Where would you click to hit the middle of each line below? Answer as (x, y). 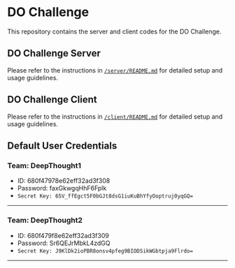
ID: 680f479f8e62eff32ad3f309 (63, 235)
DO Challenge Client (52, 99)
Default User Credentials (62, 146)
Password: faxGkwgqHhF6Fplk (62, 188)
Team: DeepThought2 (45, 221)
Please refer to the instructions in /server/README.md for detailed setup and (115, 70)
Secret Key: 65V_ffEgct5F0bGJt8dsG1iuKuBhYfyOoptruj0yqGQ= (105, 196)
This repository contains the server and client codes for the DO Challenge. (114, 31)
